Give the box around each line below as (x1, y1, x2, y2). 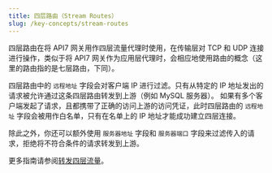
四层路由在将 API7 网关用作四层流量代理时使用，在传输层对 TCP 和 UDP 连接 (8, 42, 265, 53)
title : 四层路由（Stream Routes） (8, 11, 118, 20)
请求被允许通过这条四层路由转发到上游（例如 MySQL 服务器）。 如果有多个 (8, 90, 256, 100)
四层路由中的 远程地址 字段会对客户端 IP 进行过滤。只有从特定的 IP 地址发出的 (8, 80, 264, 90)
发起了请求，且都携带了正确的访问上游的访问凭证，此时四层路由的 (22, 101, 244, 110)
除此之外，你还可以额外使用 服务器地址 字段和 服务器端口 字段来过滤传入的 (8, 128, 248, 138)
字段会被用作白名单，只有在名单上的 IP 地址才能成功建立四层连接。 (15, 110, 241, 120)
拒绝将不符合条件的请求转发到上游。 (22, 138, 144, 148)
